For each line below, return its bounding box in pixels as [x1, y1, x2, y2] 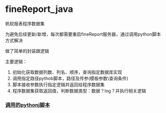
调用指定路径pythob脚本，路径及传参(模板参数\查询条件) [12, 75, 128, 81]
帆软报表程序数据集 [5, 20, 45, 26]
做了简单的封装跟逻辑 [5, 48, 49, 54]
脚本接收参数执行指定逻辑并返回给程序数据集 [12, 81, 105, 88]
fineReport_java [5, 3, 73, 15]
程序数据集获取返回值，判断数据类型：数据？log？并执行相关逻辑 [12, 88, 146, 94]
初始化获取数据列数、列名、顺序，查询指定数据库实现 [12, 69, 122, 75]
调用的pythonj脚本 [5, 101, 50, 108]
